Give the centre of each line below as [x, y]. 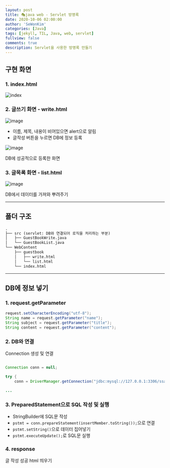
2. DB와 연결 [20, 341]
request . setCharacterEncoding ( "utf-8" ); [49, 313]
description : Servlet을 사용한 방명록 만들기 [49, 48]
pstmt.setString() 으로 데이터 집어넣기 [52, 429]
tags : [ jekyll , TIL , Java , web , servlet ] [50, 33]
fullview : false [22, 39]
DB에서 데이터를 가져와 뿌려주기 [37, 194]
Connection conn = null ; [31, 368]
